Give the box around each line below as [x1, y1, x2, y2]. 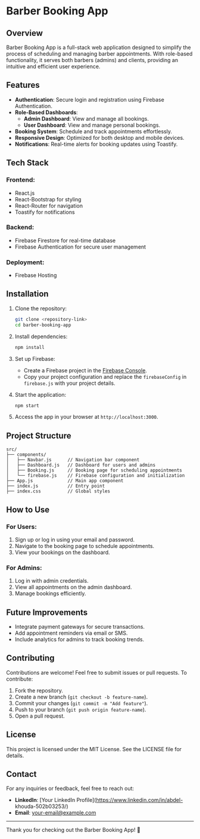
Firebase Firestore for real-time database [14, 237, 116, 244]
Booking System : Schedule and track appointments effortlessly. [14, 127, 173, 135]
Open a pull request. [14, 712, 65, 719]
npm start [14, 402, 40, 409]
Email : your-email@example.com [14, 809, 96, 816]
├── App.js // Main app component [6, 478, 124, 484]
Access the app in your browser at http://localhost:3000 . [14, 414, 159, 421]
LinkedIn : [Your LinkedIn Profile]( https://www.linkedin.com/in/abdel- [14, 797, 183, 804]
